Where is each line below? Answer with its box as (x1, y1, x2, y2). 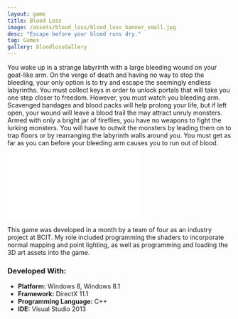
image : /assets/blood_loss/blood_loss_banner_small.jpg (7, 23, 176, 31)
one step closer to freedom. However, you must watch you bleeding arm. (7, 93, 221, 102)
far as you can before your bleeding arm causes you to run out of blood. (7, 139, 219, 147)
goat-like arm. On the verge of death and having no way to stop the (7, 70, 205, 79)
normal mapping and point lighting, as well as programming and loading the (7, 241, 229, 249)
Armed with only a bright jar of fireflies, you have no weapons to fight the (7, 116, 222, 125)
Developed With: (7, 266, 67, 276)
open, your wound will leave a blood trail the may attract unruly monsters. (7, 108, 222, 117)
